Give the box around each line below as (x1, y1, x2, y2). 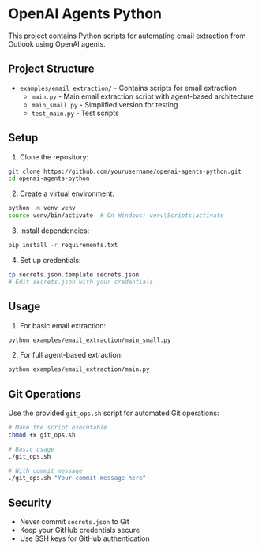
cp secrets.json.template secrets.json (8, 270, 140, 279)
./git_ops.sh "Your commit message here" (8, 474, 147, 482)
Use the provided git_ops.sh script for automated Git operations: (8, 408, 219, 418)
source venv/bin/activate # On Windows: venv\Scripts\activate (8, 212, 224, 219)
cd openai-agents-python (8, 174, 90, 182)
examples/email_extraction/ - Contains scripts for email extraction (19, 83, 237, 92)
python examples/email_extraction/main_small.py (8, 336, 171, 344)
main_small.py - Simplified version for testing (31, 99, 178, 109)
